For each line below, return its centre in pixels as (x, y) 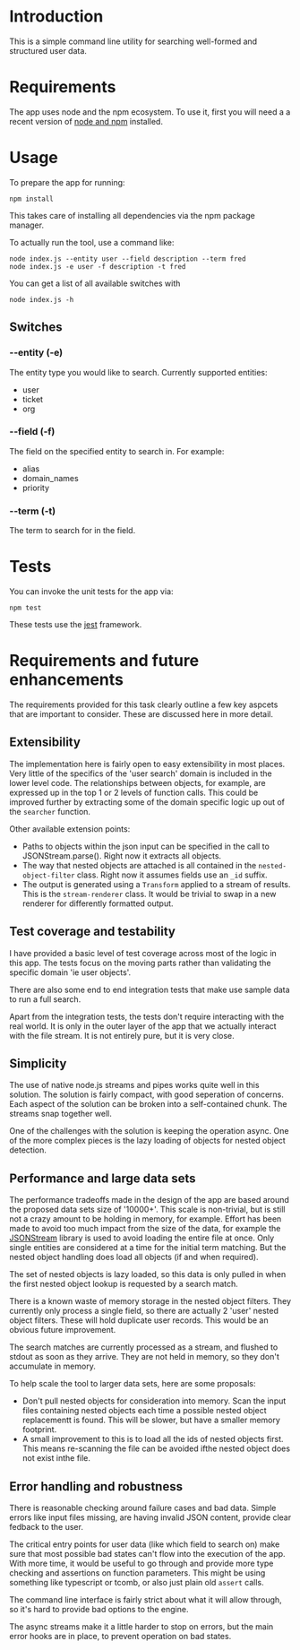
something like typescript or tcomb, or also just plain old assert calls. (137, 1583)
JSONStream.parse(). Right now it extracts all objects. (122, 855)
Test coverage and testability (93, 932)
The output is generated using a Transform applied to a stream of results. (156, 884)
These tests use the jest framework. (76, 625)
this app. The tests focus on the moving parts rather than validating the (140, 963)
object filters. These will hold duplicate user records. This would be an (139, 1320)
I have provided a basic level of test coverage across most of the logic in (143, 953)
